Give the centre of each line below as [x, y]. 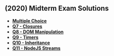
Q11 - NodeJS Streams [36, 48]
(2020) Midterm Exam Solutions [57, 8]
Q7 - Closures [27, 26]
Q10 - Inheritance [31, 43]
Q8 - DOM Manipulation [38, 32]
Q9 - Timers [25, 37]
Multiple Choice [29, 21]
